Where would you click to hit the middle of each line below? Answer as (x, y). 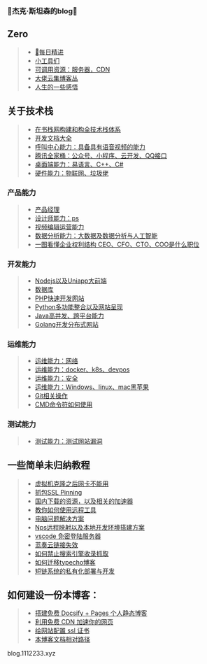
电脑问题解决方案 (59, 518)
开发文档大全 (53, 138)
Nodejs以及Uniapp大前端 (71, 281)
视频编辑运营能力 (59, 227)
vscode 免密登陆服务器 (68, 536)
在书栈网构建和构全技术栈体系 (78, 129)
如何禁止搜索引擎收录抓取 (72, 553)
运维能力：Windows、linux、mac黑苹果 (92, 387)
